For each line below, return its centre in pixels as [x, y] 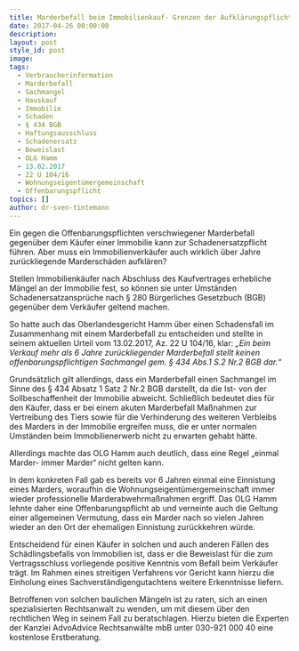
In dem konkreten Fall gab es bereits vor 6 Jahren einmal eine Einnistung [142, 479]
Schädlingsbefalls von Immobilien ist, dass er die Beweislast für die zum [141, 553]
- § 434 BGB [40, 125]
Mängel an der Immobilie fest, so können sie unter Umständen [123, 288]
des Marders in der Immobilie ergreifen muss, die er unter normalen [133, 426]
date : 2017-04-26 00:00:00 [59, 26]
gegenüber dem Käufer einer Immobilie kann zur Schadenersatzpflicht [138, 242]
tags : [19, 68]
